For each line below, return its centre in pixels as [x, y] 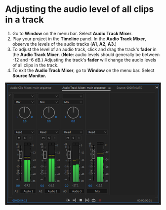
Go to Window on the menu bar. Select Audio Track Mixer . [72, 33]
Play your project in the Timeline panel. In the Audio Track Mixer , [79, 39]
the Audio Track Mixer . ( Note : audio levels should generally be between [86, 54]
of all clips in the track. [35, 65]
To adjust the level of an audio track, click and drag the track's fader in [84, 49]
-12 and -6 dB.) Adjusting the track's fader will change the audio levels [84, 60]
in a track [24, 20]
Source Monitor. [29, 75]
